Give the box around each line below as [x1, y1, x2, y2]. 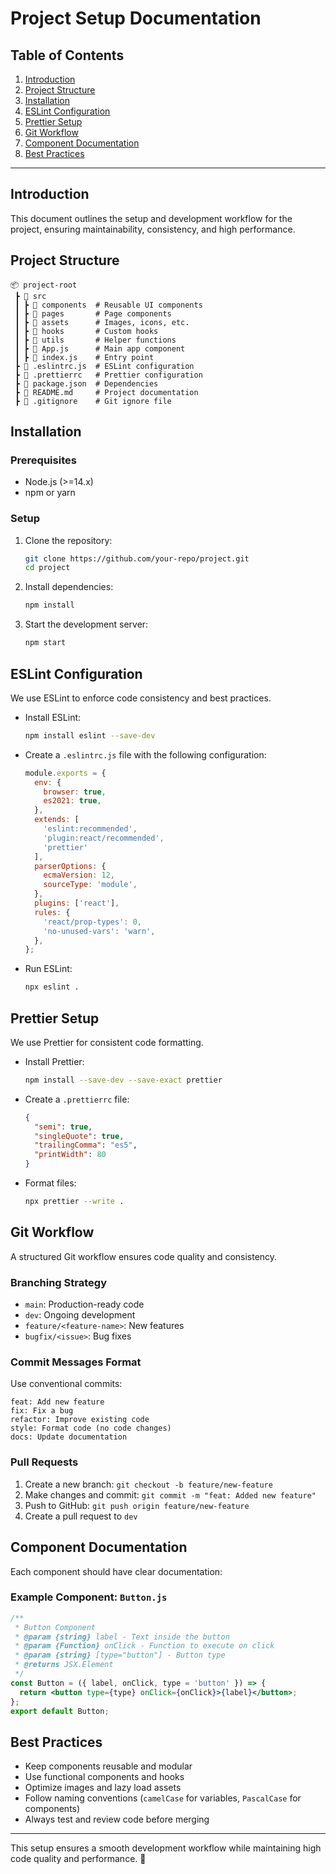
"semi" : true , [34, 1122, 93, 1132]
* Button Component [14, 1622, 97, 1632]
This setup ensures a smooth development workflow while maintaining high [10, 1842, 322, 1854]
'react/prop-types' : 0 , [43, 917, 142, 927]
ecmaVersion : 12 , [43, 870, 116, 881]
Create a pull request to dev [24, 1510, 138, 1522]
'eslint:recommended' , [43, 824, 138, 834]
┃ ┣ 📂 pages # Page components [14, 308, 172, 319]
